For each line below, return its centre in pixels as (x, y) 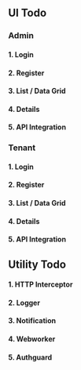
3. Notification (32, 321)
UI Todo (28, 13)
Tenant (22, 148)
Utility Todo (37, 264)
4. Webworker (32, 339)
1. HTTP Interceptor (40, 284)
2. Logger (24, 303)
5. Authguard (30, 357)
